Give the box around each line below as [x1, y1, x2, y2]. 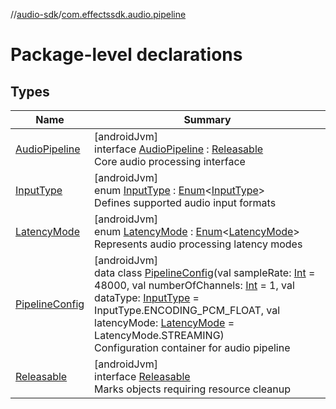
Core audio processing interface [94, 155, 246, 168]
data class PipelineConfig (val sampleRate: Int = [94, 266, 316, 279]
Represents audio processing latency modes [94, 237, 303, 251]
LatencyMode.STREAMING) [94, 329, 225, 342]
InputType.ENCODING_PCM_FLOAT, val [94, 304, 281, 317]
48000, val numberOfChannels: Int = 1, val [94, 279, 295, 292]
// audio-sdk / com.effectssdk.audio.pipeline [10, 9, 187, 20]
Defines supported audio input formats [94, 196, 277, 209]
